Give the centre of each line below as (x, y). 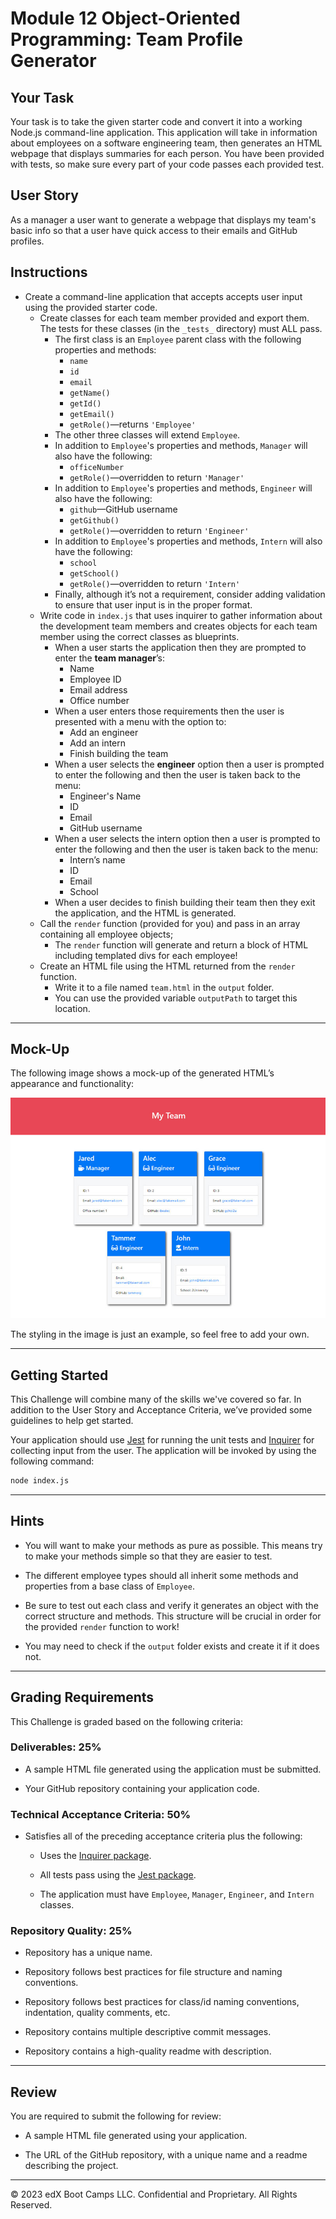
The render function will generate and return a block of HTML (181, 944)
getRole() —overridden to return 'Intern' (155, 583)
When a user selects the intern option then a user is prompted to (187, 838)
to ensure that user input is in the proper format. (153, 604)
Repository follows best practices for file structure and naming (153, 1972)
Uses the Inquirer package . (95, 1856)
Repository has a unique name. (88, 1953)
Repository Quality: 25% (71, 1931)
